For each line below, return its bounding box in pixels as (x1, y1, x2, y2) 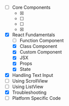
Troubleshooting (12, 89, 47, 95)
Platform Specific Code (12, 95, 61, 101)
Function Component (19, 38, 64, 44)
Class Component (19, 43, 57, 49)
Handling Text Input (12, 72, 54, 78)
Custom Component (19, 49, 62, 55)
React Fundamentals (12, 32, 55, 38)
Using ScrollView (12, 77, 48, 84)
